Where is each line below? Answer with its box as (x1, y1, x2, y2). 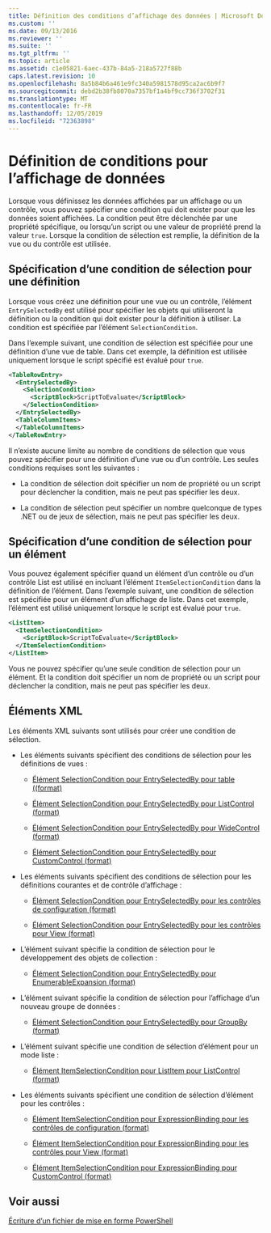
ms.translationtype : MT (8, 95, 89, 103)
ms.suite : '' (8, 42, 52, 50)
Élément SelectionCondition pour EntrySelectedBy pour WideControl (31, 823, 261, 833)
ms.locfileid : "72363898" (8, 117, 95, 125)
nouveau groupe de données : (19, 1001, 121, 1011)
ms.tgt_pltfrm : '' (8, 49, 70, 57)
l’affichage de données (8, 169, 165, 188)
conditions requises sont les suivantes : (8, 463, 140, 472)
